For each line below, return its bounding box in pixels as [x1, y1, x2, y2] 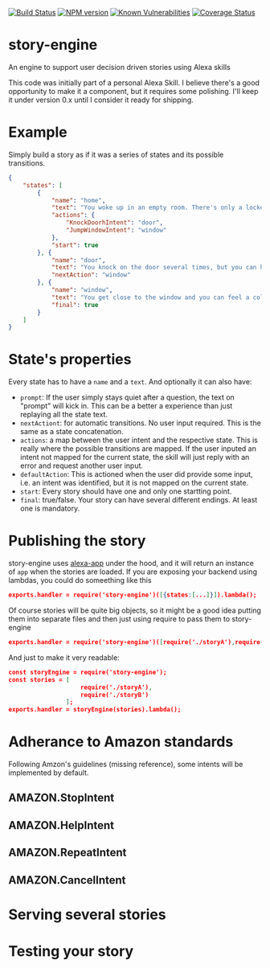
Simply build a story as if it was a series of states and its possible [8, 150, 224, 159]
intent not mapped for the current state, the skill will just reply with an [19, 453, 250, 462]
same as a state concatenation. [19, 427, 124, 437]
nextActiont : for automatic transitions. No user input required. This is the [19, 418, 261, 428]
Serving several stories [8, 905, 166, 924]
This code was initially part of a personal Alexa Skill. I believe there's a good [8, 77, 260, 88]
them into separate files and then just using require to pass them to [8, 614, 231, 623]
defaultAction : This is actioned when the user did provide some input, [19, 470, 253, 479]
